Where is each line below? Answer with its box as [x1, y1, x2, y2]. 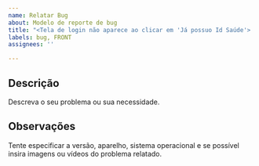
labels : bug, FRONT [8, 33, 72, 41]
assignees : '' [8, 41, 55, 49]
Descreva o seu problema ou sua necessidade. [8, 97, 160, 106]
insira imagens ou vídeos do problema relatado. [8, 149, 162, 158]
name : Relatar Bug [8, 11, 68, 20]
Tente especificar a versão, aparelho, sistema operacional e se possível [8, 140, 239, 150]
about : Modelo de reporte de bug [8, 19, 118, 27]
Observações [8, 120, 76, 133]
